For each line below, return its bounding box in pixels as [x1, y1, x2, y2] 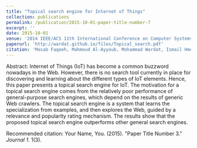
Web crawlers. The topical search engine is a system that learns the [6, 100, 170, 107]
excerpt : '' [6, 25, 35, 31]
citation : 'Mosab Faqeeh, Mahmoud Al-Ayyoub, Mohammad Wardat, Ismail [6, 47, 182, 53]
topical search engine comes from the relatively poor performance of [6, 87, 173, 94]
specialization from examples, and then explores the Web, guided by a [6, 106, 176, 113]
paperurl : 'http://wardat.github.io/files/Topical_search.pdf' [6, 42, 164, 47]
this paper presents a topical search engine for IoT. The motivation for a [6, 81, 179, 88]
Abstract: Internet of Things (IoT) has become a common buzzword [6, 63, 169, 70]
